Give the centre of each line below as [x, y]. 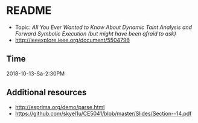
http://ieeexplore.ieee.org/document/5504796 [72, 40]
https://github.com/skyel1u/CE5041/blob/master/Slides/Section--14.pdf [103, 113]
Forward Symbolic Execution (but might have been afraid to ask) [95, 33]
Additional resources [46, 93]
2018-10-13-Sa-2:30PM [36, 74]
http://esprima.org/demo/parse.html [60, 107]
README [29, 11]
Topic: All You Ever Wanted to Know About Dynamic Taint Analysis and [103, 27]
